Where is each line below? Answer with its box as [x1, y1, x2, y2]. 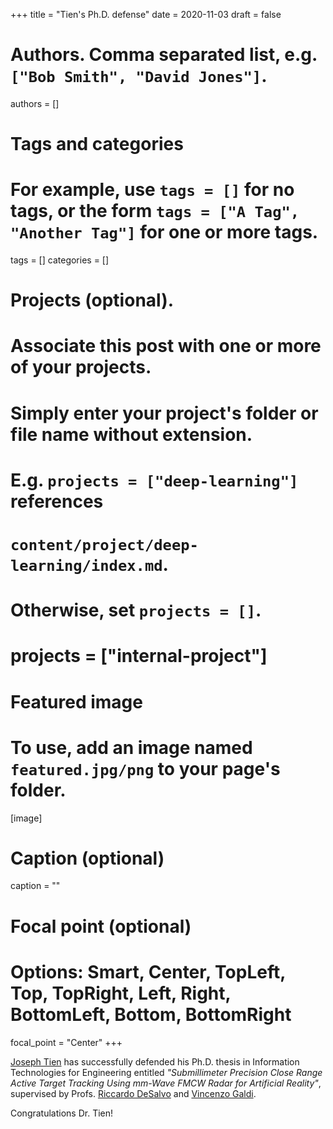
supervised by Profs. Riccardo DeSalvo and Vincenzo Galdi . [10, 1087, 257, 1099]
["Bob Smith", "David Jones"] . [10, 65, 268, 88]
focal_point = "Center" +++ [10, 1036, 123, 1048]
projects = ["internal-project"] [10, 645, 268, 668]
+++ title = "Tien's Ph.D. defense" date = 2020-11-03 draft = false [10, 9, 282, 20]
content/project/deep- [10, 536, 199, 554]
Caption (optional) [10, 847, 165, 869]
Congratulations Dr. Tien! [10, 1107, 114, 1119]
